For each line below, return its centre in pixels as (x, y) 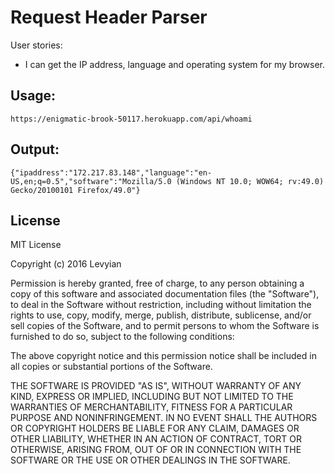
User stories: (36, 45)
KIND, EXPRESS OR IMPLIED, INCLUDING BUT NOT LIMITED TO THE (152, 397)
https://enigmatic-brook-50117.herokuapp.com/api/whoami (131, 119)
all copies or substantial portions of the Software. (111, 367)
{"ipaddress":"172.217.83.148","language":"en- (111, 172)
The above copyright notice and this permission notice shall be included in (163, 356)
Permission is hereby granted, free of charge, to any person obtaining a (157, 283)
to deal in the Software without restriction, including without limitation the (161, 305)
